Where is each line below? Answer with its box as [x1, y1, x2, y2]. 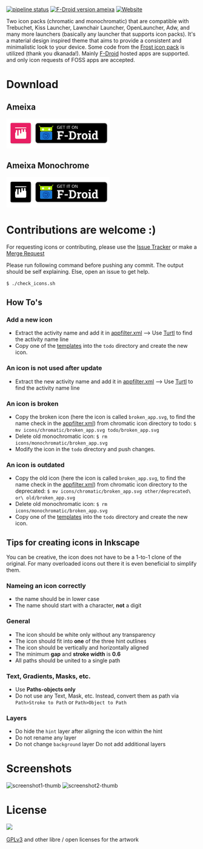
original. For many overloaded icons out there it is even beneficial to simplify [6, 560, 197, 567]
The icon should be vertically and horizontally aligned [15, 643, 149, 651]
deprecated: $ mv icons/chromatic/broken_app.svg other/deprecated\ [15, 487, 191, 495]
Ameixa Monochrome [6, 161, 90, 171]
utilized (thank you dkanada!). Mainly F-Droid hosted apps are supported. [6, 50, 190, 57]
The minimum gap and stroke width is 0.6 [15, 650, 121, 657]
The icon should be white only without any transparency [15, 631, 156, 638]
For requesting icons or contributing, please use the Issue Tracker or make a [6, 243, 197, 251]
